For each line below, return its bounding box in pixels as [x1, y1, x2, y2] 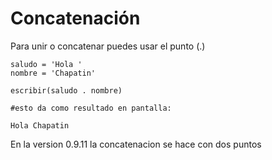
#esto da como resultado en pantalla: [10, 103, 172, 113]
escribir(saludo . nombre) [10, 85, 123, 96]
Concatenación [10, 7, 141, 30]
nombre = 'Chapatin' [10, 68, 97, 78]
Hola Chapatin [10, 120, 70, 131]
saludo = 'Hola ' [10, 59, 83, 69]
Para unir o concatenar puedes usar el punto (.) [10, 40, 206, 52]
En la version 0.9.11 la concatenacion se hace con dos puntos [10, 138, 262, 150]
